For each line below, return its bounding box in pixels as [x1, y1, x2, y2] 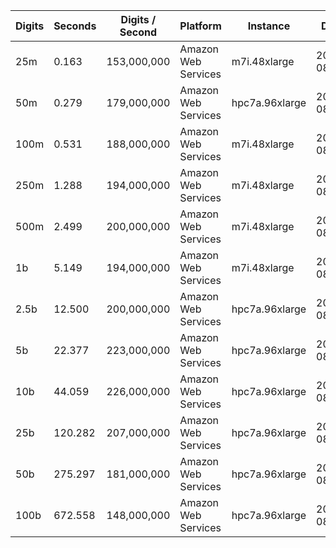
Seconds [53, 19, 97, 33]
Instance [247, 19, 291, 33]
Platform [179, 19, 222, 33]
